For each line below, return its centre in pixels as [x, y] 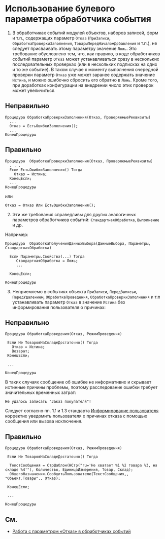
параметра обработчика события [78, 19]
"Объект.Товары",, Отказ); [33, 479]
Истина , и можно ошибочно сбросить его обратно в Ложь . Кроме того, [85, 80]
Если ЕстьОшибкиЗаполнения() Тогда [46, 170]
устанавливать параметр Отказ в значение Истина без [68, 302]
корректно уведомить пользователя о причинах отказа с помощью [76, 416]
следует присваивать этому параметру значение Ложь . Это [74, 48]
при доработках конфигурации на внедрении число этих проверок [83, 85]
